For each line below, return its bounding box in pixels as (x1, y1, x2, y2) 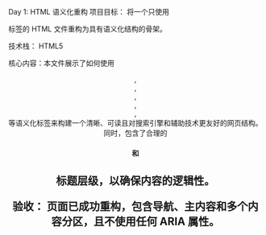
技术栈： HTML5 (8, 41, 64, 51)
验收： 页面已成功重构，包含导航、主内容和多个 (12, 200, 248, 213)
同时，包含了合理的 (103, 128, 168, 138)
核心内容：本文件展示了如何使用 (8, 59, 114, 68)
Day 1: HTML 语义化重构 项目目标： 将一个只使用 (8, 7, 170, 16)
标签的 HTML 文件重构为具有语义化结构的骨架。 (8, 24, 167, 34)
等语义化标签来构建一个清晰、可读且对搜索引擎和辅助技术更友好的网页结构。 (8, 118, 263, 127)
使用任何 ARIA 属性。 (114, 214, 220, 228)
